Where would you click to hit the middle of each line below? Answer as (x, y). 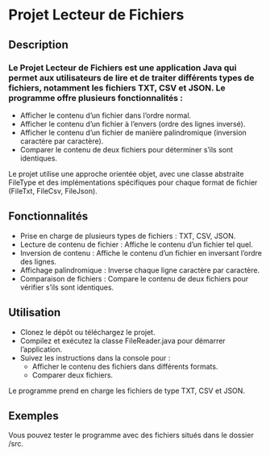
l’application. (41, 349)
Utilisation (35, 313)
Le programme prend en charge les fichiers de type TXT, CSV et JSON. (127, 390)
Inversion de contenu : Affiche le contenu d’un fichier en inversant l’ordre (141, 253)
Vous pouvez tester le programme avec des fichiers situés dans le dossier (131, 435)
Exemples (33, 416)
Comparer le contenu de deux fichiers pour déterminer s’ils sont (127, 149)
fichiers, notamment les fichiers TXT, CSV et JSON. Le (117, 88)
